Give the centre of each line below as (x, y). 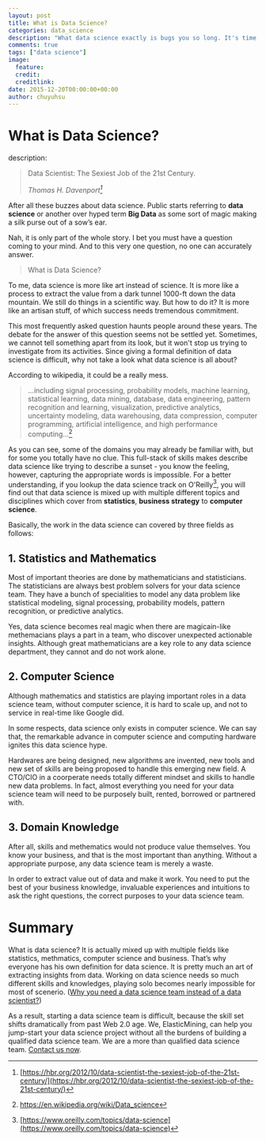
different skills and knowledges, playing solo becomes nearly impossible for (132, 983)
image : (19, 60)
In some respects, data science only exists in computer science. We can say (133, 728)
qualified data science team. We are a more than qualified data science (124, 1041)
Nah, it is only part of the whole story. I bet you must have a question (120, 237)
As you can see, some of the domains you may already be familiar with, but (131, 449)
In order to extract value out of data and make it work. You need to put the (129, 878)
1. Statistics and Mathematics (82, 558)
